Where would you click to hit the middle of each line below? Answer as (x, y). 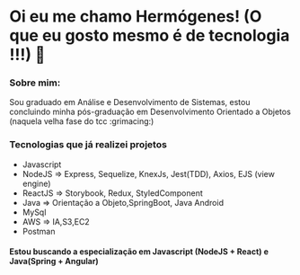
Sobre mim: (35, 83)
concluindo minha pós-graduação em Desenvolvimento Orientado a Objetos (150, 112)
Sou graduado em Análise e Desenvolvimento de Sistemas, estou (130, 102)
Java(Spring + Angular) (54, 262)
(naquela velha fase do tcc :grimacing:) (82, 121)
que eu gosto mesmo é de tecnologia (150, 35)
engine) (36, 183)
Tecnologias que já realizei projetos (88, 145)
